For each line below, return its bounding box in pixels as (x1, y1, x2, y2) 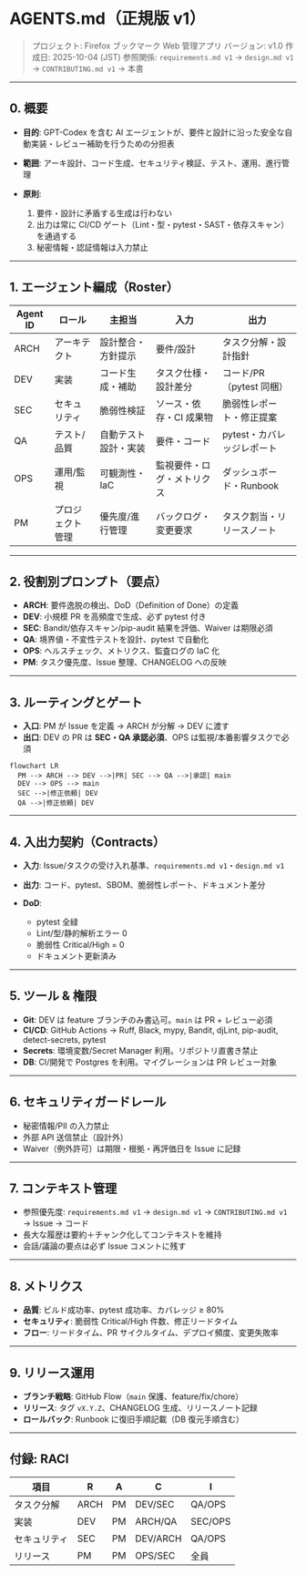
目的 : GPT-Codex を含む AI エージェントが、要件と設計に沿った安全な (22, 127, 285, 138)
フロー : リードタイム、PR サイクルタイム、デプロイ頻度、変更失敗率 (22, 1327, 280, 1338)
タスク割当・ (221, 510, 278, 522)
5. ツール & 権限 (9, 988, 97, 1004)
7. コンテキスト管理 (9, 1181, 117, 1197)
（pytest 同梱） (221, 380, 289, 393)
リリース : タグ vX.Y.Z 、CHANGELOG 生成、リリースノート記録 (22, 1403, 258, 1414)
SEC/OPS (190, 1515, 231, 1528)
